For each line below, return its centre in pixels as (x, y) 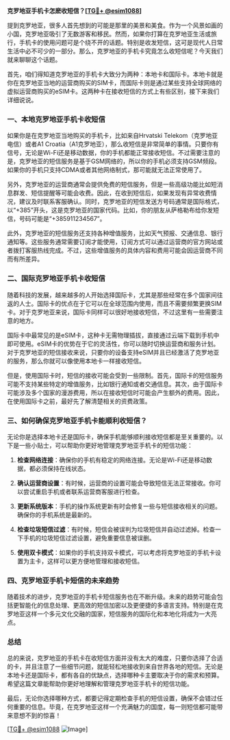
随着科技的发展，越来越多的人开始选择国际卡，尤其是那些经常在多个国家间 (112, 295)
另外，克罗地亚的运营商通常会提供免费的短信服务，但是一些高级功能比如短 (112, 184)
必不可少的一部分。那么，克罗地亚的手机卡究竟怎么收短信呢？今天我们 (124, 51)
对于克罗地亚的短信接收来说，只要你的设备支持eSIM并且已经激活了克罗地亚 (113, 352)
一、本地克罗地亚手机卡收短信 (56, 119)
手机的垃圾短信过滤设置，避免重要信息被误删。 (89, 538)
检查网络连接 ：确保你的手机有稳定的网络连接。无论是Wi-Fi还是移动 (112, 459)
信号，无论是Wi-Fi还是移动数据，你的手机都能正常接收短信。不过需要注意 (111, 153)
